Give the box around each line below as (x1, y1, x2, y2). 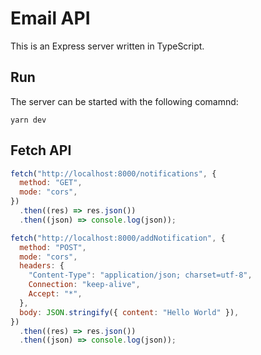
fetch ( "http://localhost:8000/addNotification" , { (10, 233, 226, 243)
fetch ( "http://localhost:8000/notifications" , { (10, 168, 217, 179)
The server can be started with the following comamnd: (10, 95, 239, 107)
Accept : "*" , (28, 289, 83, 299)
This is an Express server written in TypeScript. (10, 40, 205, 52)
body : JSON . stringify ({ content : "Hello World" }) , (19, 307, 240, 317)
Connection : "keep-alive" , (28, 280, 141, 290)
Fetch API (10, 142, 72, 159)
